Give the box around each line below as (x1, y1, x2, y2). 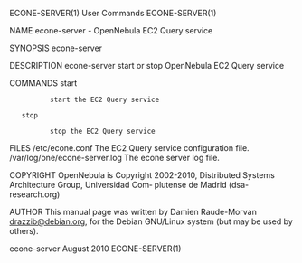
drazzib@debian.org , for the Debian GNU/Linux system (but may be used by (9, 216, 294, 227)
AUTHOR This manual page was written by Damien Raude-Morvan (9, 207, 258, 217)
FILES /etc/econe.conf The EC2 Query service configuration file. (9, 143, 250, 153)
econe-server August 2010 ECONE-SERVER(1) (9, 243, 182, 254)
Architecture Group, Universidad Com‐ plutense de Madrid (9, 180, 228, 190)
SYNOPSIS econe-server (9, 42, 102, 53)
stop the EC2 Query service (49, 127, 156, 136)
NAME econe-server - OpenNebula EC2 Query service (9, 25, 213, 35)
